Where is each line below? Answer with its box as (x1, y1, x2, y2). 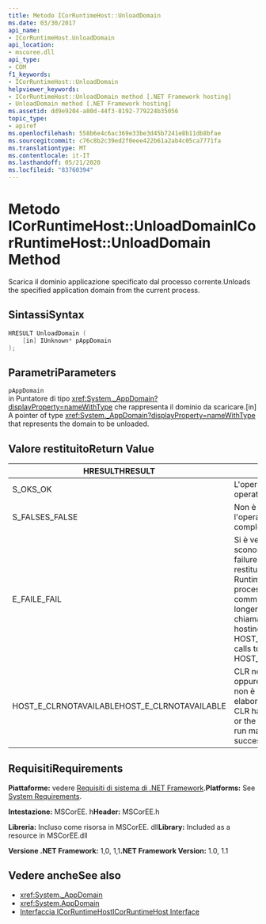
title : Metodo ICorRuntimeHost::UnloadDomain (8, 11, 161, 20)
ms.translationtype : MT (8, 144, 87, 152)
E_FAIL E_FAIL (12, 594, 62, 604)
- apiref (8, 122, 37, 130)
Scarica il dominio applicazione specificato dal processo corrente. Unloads (8, 276, 251, 286)
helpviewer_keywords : (8, 85, 80, 93)
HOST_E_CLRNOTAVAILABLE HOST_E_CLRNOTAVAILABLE (12, 701, 227, 711)
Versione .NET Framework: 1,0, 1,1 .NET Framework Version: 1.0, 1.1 (8, 846, 229, 855)
